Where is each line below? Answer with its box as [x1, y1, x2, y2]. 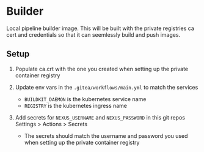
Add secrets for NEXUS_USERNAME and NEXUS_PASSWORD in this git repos [15, 113, 185, 121]
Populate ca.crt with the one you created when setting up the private [15, 65, 189, 72]
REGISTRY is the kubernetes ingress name [24, 102, 127, 109]
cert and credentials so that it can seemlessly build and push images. [6, 31, 181, 38]
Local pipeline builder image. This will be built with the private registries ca [6, 25, 194, 32]
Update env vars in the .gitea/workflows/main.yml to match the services [15, 83, 199, 91]
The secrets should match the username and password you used [24, 132, 188, 139]
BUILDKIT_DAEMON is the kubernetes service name [24, 95, 147, 102]
